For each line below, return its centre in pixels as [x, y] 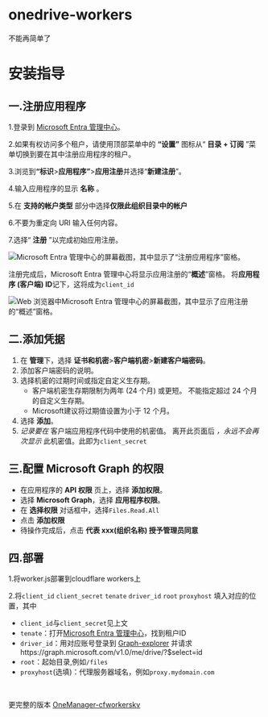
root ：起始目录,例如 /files [64, 662]
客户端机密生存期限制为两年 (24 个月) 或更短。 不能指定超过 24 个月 [144, 390]
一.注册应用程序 [47, 106]
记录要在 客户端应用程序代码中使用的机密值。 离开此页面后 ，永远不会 [136, 431]
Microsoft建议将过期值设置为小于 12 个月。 [103, 411]
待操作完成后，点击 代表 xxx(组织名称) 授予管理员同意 [109, 530]
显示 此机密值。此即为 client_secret [87, 440]
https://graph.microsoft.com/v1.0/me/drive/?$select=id [111, 652]
